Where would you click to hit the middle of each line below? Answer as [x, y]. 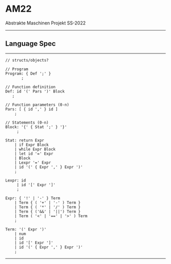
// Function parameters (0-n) [37, 105]
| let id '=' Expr [34, 154]
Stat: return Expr [25, 140]
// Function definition [31, 87]
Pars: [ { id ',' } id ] [32, 109]
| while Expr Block [35, 149]
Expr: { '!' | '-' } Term [33, 198]
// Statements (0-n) [27, 123]
